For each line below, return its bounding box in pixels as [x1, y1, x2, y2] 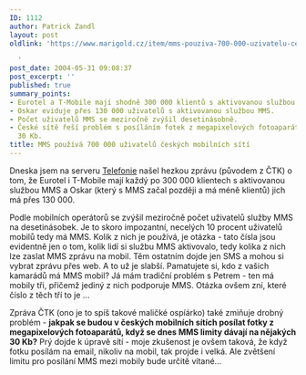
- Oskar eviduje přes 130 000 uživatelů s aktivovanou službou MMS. [9, 106, 275, 115]
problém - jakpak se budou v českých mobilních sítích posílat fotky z [9, 317, 275, 328]
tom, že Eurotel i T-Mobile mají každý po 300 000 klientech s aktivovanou [9, 174, 285, 185]
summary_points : [9, 89, 71, 99]
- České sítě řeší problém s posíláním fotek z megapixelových [9, 123, 255, 132]
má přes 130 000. [9, 193, 76, 205]
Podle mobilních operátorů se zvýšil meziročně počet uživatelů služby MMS [9, 212, 294, 223]
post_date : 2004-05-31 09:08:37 [9, 64, 132, 73]
